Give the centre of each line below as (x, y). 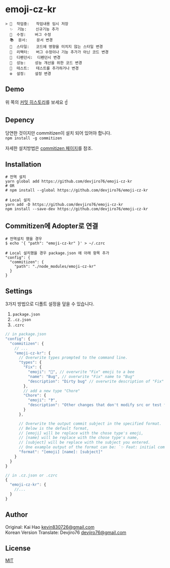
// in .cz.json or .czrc (31, 475)
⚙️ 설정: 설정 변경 (31, 74)
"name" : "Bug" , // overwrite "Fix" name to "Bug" (81, 376)
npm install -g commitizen (34, 138)
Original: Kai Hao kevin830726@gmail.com (50, 527)
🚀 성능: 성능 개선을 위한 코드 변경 (46, 63)
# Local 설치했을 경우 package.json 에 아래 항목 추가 (57, 253)
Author (16, 515)
